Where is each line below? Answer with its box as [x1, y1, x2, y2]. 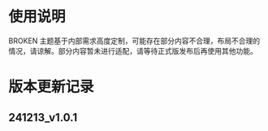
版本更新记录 [8, 78, 95, 96]
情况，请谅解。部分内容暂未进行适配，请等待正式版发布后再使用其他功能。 [8, 46, 257, 55]
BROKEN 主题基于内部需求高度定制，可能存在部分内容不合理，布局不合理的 [8, 36, 261, 46]
